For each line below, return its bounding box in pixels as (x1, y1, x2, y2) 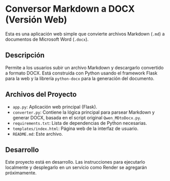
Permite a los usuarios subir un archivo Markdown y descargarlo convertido (5, 64, 164, 70)
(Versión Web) (5, 14, 67, 25)
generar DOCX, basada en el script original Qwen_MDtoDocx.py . (12, 114, 142, 120)
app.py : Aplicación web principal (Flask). (12, 104, 97, 110)
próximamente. (5, 170, 37, 176)
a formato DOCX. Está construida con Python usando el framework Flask (5, 70, 158, 76)
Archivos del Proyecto (5, 90, 77, 99)
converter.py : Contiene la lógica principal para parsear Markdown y (12, 109, 155, 115)
